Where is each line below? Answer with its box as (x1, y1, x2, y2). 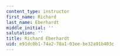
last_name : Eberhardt (6, 19, 59, 25)
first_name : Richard (6, 14, 57, 20)
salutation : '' (6, 30, 44, 36)
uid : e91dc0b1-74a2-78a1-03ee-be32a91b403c (6, 41, 115, 47)
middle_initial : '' (6, 24, 54, 31)
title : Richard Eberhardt (6, 36, 69, 41)
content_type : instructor (6, 8, 69, 15)
